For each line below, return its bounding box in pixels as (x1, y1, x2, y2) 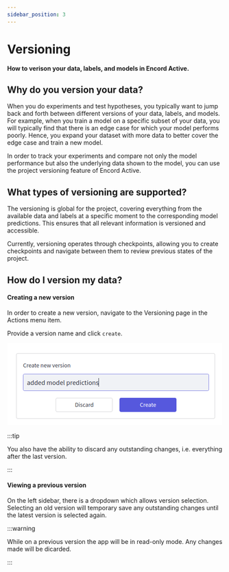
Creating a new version (7, 294, 75, 302)
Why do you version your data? (7, 84, 143, 95)
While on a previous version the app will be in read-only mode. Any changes (7, 537, 223, 545)
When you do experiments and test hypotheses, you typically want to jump (7, 102, 218, 110)
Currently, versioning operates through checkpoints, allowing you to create (7, 240, 219, 248)
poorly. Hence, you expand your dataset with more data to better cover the (7, 131, 219, 140)
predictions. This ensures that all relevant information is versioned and (7, 219, 206, 228)
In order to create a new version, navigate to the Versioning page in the (7, 309, 208, 317)
